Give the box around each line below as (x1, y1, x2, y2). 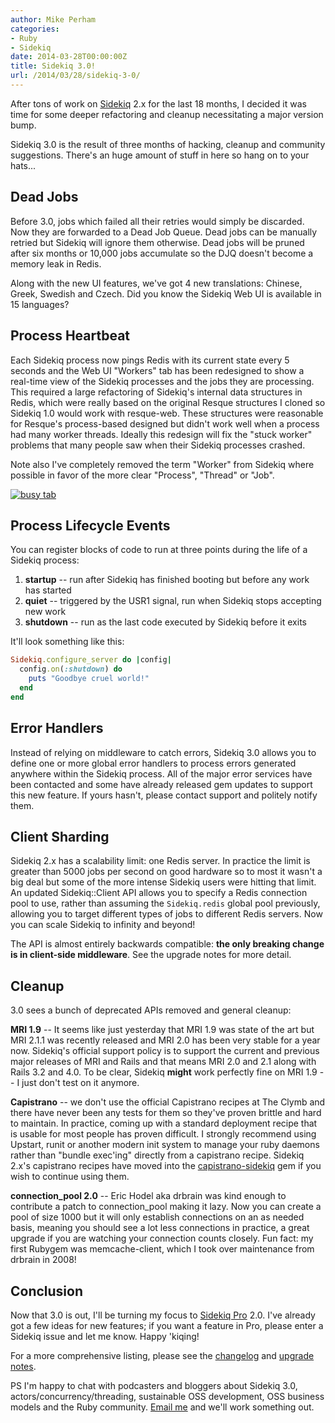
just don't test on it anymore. (21, 1077, 140, 1089)
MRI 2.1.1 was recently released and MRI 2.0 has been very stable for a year (10, 1034, 321, 1046)
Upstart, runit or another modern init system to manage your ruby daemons (10, 1139, 320, 1151)
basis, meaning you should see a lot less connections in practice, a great (10, 1222, 310, 1234)
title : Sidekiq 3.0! (10, 61, 97, 71)
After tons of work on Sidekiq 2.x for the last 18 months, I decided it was (10, 97, 307, 110)
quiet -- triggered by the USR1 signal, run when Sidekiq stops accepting (24, 595, 322, 607)
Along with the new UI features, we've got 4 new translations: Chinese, (10, 277, 303, 289)
